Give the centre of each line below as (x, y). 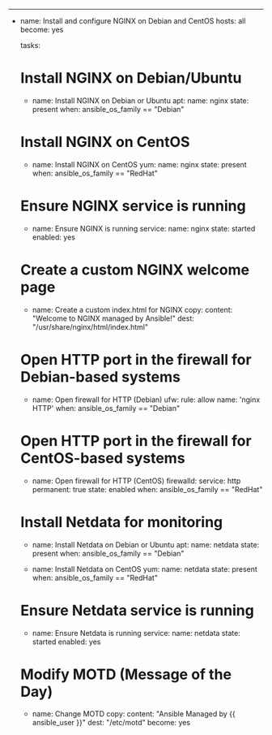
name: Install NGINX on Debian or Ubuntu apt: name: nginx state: (140, 100)
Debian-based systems (100, 376)
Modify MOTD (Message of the (126, 674)
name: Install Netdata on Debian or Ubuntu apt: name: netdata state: (146, 544)
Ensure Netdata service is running (137, 610)
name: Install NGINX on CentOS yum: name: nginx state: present (139, 164)
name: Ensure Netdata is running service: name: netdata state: (136, 633)
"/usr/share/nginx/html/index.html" (90, 326)
